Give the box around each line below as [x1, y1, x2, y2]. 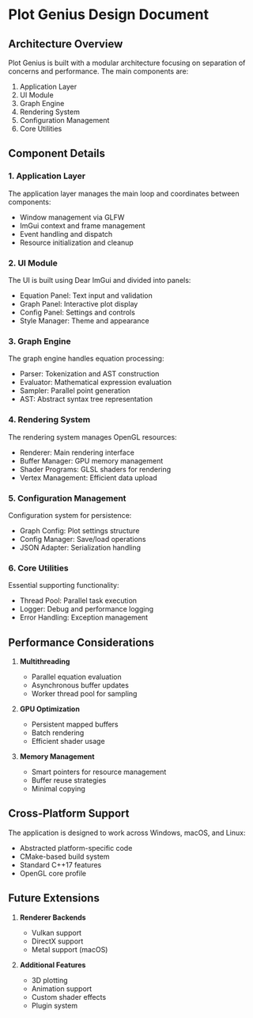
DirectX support [31, 936, 84, 946]
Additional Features [19, 960, 86, 970]
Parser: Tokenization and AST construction [19, 369, 160, 379]
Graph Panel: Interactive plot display [19, 299, 138, 308]
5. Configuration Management [8, 493, 126, 504]
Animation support [31, 984, 93, 993]
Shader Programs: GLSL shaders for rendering [19, 464, 172, 474]
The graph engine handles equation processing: [8, 354, 164, 364]
